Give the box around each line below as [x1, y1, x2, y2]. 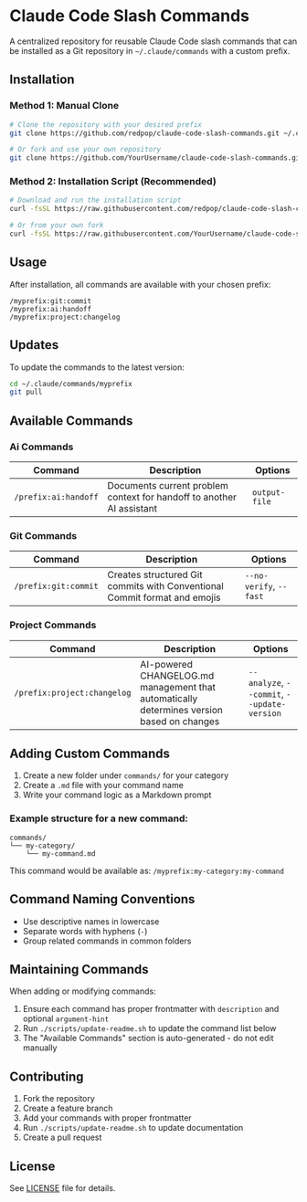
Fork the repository [22, 1093, 96, 1104]
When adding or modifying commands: [9, 986, 157, 996]
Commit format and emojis [107, 591, 221, 604]
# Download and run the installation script [9, 195, 182, 206]
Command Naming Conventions [9, 891, 196, 907]
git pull [9, 387, 43, 397]
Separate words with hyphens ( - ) [22, 925, 148, 936]
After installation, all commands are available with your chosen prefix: [9, 279, 271, 290]
